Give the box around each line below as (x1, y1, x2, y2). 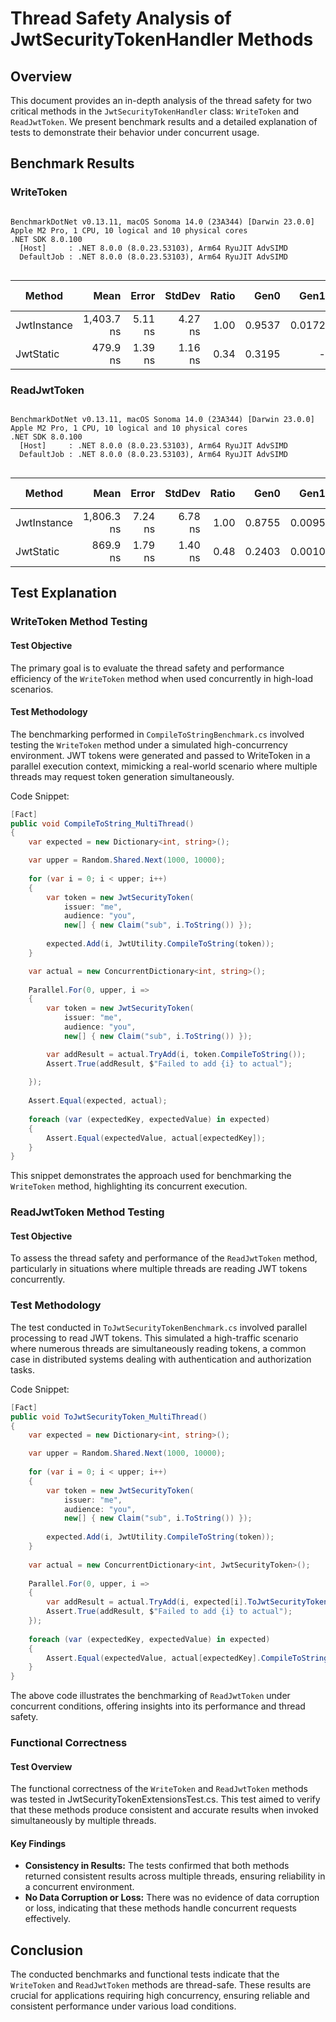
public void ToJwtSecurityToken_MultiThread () (10, 1412, 208, 1422)
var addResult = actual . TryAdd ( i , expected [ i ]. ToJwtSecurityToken (46, 1597, 329, 1607)
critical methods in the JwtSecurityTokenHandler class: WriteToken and (10, 105, 300, 117)
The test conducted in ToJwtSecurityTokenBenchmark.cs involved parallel (10, 1321, 308, 1333)
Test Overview (10, 1760, 73, 1772)
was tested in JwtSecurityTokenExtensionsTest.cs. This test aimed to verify (10, 1793, 321, 1806)
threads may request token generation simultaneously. (10, 770, 235, 782)
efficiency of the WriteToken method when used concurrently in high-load (10, 672, 314, 684)
